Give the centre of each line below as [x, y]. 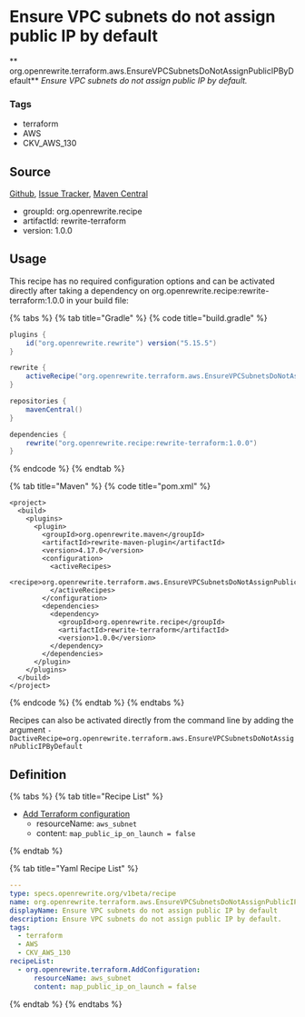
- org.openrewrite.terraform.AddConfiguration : [109, 970]
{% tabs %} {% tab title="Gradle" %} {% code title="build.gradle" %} [138, 318]
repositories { [38, 402]
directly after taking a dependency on [79, 290]
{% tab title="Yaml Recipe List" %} [74, 869]
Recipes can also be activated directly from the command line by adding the [152, 721]
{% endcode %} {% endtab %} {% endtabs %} [97, 703]
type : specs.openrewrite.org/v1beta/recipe [93, 894]
